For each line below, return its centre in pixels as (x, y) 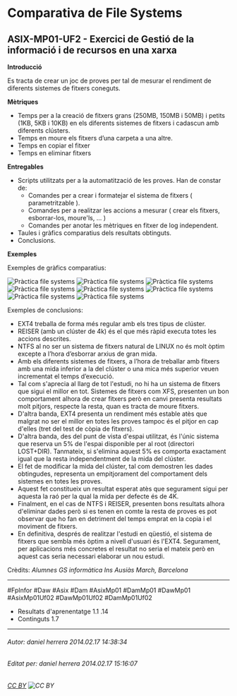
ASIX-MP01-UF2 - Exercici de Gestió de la (101, 39)
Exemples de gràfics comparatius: (57, 268)
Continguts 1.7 (38, 619)
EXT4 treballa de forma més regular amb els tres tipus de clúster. (112, 324)
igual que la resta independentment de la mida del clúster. (102, 459)
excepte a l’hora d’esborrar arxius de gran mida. (87, 354)
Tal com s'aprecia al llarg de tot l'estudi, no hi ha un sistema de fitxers (119, 384)
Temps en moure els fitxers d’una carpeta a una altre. (95, 138)
